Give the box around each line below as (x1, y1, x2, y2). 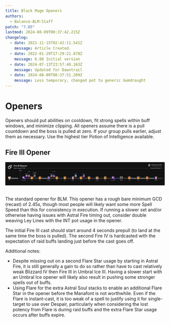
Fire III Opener (5, 148, 51, 157)
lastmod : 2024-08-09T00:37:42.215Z (5, 30, 80, 35)
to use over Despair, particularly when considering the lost (26, 301, 148, 307)
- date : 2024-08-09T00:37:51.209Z (10, 73, 82, 78)
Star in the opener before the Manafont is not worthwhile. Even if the (12, 290, 156, 296)
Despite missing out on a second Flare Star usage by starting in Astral (12, 257, 158, 264)
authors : (5, 13, 24, 19)
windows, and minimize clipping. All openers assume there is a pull (5, 123, 145, 129)
